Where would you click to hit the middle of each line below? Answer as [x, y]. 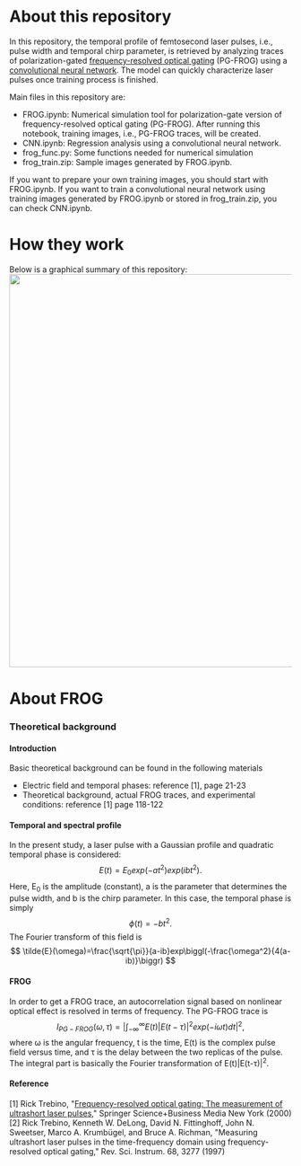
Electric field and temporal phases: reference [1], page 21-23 [134, 786]
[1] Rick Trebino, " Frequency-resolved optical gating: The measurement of [146, 1103]
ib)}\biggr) [144, 961]
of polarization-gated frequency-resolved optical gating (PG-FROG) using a [149, 60]
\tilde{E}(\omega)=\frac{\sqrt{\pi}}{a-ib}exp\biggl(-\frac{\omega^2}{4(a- [156, 951]
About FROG [56, 699]
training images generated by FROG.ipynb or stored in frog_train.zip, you [143, 199]
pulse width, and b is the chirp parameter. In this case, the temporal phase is [150, 898]
